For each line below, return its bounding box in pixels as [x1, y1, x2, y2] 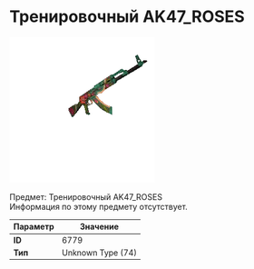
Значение [80, 221, 120, 233]
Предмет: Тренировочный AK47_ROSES [9, 191, 163, 202]
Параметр [13, 221, 54, 233]
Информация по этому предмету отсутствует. [9, 201, 188, 212]
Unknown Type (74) [62, 247, 138, 258]
